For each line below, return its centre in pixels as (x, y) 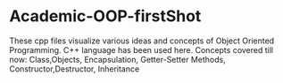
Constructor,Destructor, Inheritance (75, 69)
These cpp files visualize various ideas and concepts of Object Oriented (142, 41)
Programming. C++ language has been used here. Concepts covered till (141, 49)
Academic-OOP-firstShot (105, 16)
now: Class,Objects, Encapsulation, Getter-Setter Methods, (117, 59)
